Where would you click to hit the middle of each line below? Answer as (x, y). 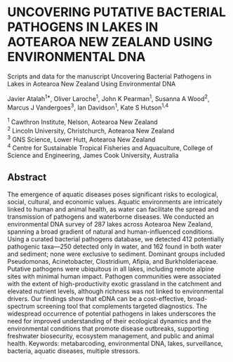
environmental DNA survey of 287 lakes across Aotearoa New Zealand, (110, 224)
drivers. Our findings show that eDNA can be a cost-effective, (96, 298)
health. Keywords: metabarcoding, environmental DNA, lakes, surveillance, (115, 343)
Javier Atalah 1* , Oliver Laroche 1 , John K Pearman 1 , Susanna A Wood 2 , (108, 98)
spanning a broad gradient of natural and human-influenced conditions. (111, 232)
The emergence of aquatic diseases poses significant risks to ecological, (113, 194)
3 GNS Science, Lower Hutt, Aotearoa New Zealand (81, 139)
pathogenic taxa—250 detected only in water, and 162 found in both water (115, 246)
